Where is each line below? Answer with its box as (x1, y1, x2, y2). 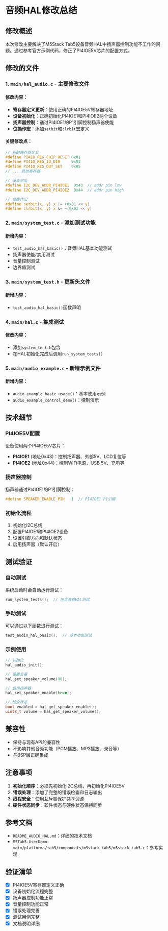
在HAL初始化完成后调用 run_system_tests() (12, 350, 103, 356)
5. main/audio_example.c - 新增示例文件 (5, 365, 101, 372)
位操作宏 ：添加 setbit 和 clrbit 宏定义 (12, 126, 90, 132)
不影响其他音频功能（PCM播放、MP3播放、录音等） (12, 745, 122, 751)
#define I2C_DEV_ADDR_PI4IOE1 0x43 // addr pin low (5, 182, 122, 188)
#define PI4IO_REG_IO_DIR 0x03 (5, 159, 81, 164)
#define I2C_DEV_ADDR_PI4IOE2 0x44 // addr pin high (5, 187, 124, 193)
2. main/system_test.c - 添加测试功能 (5, 219, 96, 226)
